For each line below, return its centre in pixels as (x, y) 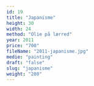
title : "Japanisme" (31, 18)
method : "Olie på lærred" (39, 35)
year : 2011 (20, 40)
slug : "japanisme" (30, 68)
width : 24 (19, 29)
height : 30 (20, 23)
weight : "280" (24, 74)
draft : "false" (26, 62)
